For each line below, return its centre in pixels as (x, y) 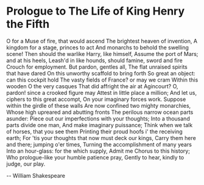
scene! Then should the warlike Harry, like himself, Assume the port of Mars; (102, 54)
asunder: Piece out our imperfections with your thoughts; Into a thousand (98, 118)
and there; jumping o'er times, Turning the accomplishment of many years (99, 144)
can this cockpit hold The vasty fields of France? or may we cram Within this (102, 80)
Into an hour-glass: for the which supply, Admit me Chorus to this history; (98, 151)
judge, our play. (26, 164)
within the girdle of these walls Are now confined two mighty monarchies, (99, 105)
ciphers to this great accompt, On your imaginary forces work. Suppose (96, 99)
